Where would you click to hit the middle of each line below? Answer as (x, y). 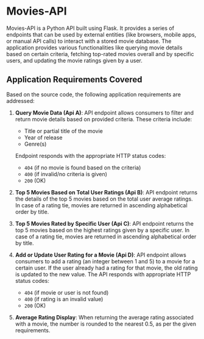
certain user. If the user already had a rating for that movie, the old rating (106, 268)
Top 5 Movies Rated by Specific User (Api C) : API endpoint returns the (104, 223)
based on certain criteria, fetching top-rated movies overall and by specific (100, 54)
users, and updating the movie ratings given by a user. (75, 60)
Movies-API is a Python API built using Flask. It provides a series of (90, 28)
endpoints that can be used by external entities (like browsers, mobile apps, (101, 34)
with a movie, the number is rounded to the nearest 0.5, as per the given (106, 324)
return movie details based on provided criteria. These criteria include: (104, 119)
